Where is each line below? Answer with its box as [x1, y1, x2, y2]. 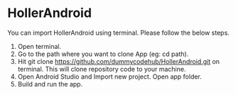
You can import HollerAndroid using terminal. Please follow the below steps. [7, 28, 230, 37]
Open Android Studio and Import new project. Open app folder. [17, 72, 203, 81]
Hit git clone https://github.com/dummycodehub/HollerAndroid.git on [17, 57, 220, 65]
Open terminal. [17, 42, 62, 50]
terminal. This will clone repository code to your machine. [17, 65, 186, 73]
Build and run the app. [17, 79, 83, 88]
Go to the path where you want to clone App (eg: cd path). [17, 50, 189, 58]
